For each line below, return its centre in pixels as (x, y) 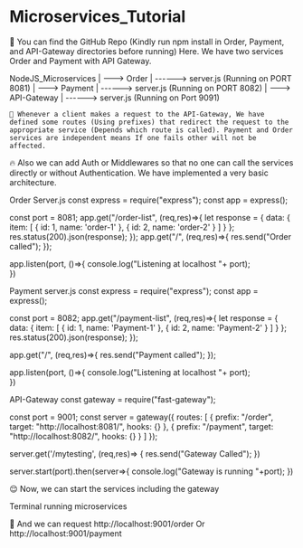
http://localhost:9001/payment (66, 533)
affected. (28, 146)
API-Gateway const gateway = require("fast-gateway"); (113, 399)
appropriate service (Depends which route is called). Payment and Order (151, 130)
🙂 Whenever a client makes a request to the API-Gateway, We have (137, 114)
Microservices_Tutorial (98, 17)
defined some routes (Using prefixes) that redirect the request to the (149, 122)
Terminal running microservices (68, 506)
